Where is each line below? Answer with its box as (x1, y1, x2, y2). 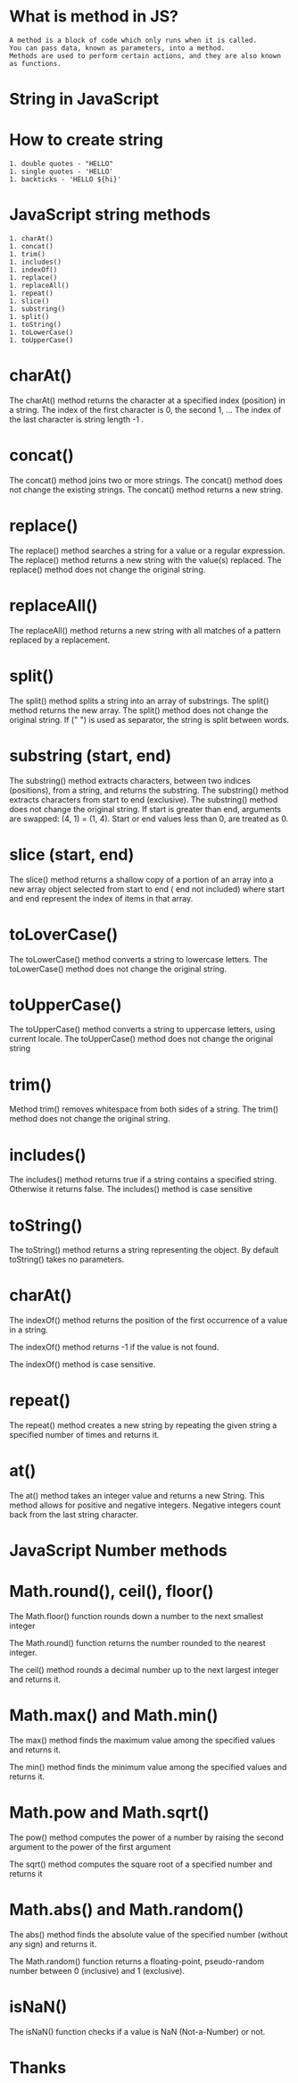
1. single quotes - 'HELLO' (9, 167, 114, 176)
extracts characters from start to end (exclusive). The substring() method (9, 794, 278, 805)
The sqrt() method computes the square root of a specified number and (9, 1859, 273, 1869)
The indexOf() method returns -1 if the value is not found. (9, 1342, 219, 1353)
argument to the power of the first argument (9, 1842, 171, 1852)
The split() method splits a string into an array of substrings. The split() (9, 695, 269, 706)
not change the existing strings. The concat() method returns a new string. (9, 484, 284, 495)
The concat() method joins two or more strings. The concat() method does (9, 475, 283, 485)
